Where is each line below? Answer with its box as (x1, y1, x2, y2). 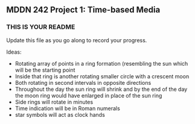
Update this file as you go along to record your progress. (6, 36, 147, 44)
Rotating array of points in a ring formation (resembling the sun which (14, 60, 188, 67)
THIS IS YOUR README (6, 23, 75, 31)
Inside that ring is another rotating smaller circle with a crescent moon (14, 72, 190, 80)
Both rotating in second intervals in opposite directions (14, 79, 152, 86)
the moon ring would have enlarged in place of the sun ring (14, 91, 162, 99)
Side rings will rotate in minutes (14, 98, 94, 105)
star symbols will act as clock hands (14, 111, 106, 118)
